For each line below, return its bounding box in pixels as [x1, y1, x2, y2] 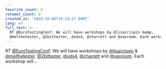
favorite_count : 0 [5, 7, 43, 12]
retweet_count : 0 [5, 12, 41, 17]
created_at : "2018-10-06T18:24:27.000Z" [5, 16, 90, 21]
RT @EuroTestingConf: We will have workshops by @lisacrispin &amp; [9, 30, 154, 35]
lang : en [5, 21, 23, 26]
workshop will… [5, 58, 38, 64]
